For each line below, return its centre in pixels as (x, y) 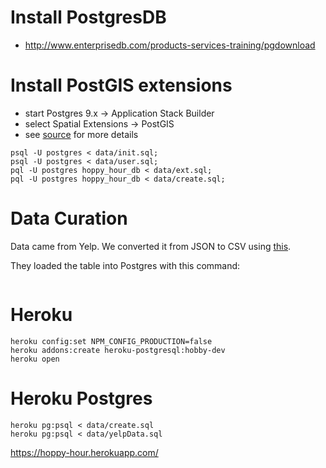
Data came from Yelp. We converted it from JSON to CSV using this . (151, 246)
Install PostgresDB (88, 17)
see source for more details (81, 134)
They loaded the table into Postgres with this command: (125, 265)
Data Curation (69, 218)
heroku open (35, 359)
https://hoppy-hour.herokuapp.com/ (84, 452)
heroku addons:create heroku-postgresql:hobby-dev (118, 350)
